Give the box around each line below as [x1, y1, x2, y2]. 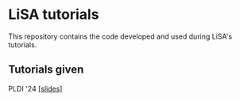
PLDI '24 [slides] [8, 84, 63, 93]
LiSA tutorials [8, 6, 99, 24]
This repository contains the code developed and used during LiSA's [8, 32, 233, 41]
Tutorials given [8, 63, 84, 77]
